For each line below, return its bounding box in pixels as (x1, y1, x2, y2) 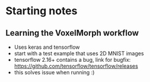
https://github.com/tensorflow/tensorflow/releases (14, 62, 139, 70)
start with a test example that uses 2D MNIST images (14, 50, 144, 57)
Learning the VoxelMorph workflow (5, 28, 139, 38)
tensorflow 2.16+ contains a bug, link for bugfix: (14, 56, 131, 63)
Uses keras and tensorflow (14, 43, 81, 51)
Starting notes (5, 4, 78, 18)
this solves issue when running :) (14, 69, 95, 75)
